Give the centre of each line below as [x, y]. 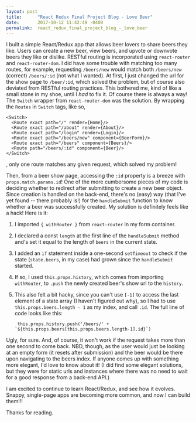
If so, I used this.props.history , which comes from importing [89, 277]
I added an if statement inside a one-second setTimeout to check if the [101, 253]
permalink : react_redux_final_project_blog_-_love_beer [77, 28]
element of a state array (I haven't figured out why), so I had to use [95, 301]
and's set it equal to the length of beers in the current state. [86, 242]
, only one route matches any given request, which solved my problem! [92, 164]
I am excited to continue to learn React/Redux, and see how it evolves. [91, 389]
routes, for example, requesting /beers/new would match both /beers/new [94, 69]
